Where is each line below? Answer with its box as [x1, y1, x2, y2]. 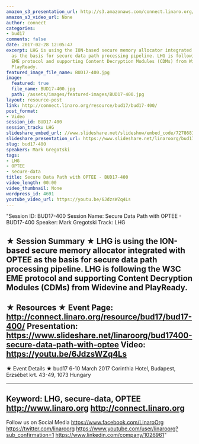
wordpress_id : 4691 [6, 191, 54, 196]
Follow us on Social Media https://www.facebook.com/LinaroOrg [6, 419, 164, 426]
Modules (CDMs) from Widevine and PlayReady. [6, 283, 188, 293]
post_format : [6, 108, 38, 114]
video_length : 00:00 [6, 180, 57, 186]
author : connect [6, 20, 46, 26]
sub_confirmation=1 [6, 432, 54, 439]
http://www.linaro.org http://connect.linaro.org [6, 403, 185, 413]
